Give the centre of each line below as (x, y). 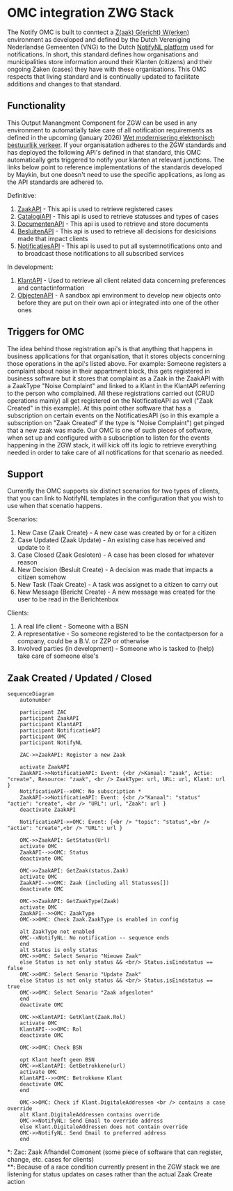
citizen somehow (42, 577)
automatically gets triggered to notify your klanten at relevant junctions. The (116, 160)
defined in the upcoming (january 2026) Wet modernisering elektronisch (111, 137)
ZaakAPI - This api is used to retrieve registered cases (95, 209)
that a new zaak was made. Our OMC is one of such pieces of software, (110, 430)
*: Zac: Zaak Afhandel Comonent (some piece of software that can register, (115, 1152)
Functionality (37, 106)
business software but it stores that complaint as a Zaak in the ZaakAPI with (116, 378)
